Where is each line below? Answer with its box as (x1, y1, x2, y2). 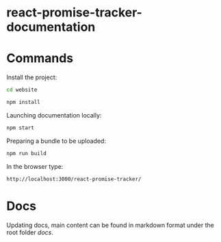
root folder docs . (6, 228, 54, 237)
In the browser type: (6, 162, 64, 170)
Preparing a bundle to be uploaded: (6, 137, 107, 145)
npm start (6, 124, 35, 131)
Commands (6, 51, 74, 66)
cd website (6, 87, 38, 94)
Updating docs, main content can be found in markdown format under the (6, 221, 215, 229)
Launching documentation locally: (6, 111, 102, 119)
